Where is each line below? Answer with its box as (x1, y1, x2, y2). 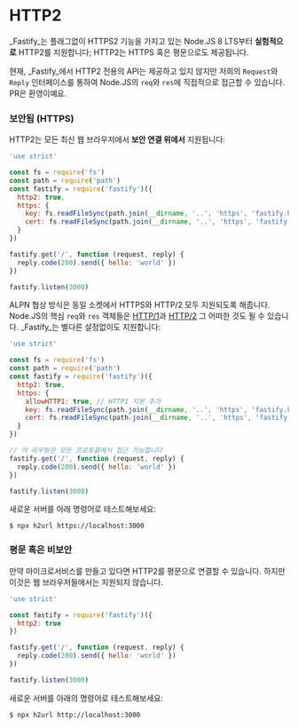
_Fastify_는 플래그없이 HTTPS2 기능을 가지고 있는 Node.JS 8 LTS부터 (9, 36, 253, 46)
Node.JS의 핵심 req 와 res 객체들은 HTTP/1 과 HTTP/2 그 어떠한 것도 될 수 (9, 311, 266, 321)
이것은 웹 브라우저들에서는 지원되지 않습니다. (9, 576, 164, 587)
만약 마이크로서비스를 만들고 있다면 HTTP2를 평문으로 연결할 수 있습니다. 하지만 (9, 566, 286, 576)
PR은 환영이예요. (9, 88, 67, 99)
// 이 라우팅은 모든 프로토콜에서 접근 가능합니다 (9, 446, 163, 455)
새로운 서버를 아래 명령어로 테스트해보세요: (9, 503, 157, 515)
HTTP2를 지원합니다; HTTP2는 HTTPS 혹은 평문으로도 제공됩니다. (18, 46, 249, 58)
